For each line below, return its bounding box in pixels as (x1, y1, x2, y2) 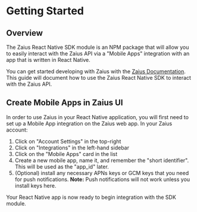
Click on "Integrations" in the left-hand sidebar (14, 144, 130, 151)
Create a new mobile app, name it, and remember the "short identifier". (14, 157, 189, 164)
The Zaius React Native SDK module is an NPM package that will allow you (6, 43, 189, 51)
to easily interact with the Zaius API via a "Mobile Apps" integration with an (6, 50, 190, 57)
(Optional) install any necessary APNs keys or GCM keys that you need (14, 169, 189, 176)
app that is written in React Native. (6, 57, 90, 63)
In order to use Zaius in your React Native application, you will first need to (6, 113, 189, 120)
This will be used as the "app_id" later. (14, 163, 109, 170)
